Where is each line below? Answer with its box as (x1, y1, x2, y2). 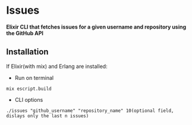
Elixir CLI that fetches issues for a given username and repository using (6, 23, 187, 30)
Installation (6, 47, 49, 57)
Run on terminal (14, 74, 54, 81)
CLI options (14, 96, 43, 103)
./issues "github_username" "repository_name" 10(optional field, (6, 108, 174, 114)
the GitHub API (6, 29, 43, 36)
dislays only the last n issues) (6, 112, 89, 119)
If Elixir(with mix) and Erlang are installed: (6, 62, 108, 70)
